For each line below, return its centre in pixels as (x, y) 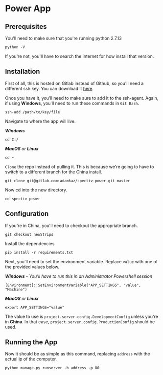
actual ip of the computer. (31, 359)
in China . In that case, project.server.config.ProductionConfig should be (80, 322)
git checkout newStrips (29, 234)
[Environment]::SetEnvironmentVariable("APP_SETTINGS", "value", (73, 285)
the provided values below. (32, 267)
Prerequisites (26, 27)
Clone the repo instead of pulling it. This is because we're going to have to (80, 167)
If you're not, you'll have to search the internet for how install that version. (80, 56)
